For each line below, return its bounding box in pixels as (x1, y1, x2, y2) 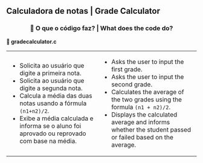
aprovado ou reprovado (19, 129, 86, 138)
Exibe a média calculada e (19, 114, 94, 123)
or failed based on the (111, 133, 174, 141)
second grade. (111, 80, 153, 88)
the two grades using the (111, 95, 182, 103)
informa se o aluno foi (19, 121, 82, 130)
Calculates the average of (111, 88, 184, 96)
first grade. (111, 65, 143, 73)
